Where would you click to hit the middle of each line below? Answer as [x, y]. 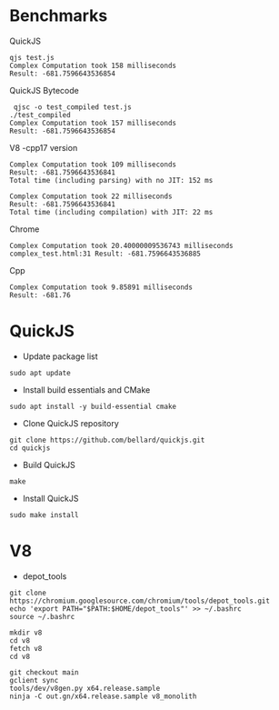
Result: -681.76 [40, 295]
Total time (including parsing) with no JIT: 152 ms [111, 180]
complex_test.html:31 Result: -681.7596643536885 [105, 254]
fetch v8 [26, 648]
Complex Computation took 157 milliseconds [93, 123]
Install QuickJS [50, 498]
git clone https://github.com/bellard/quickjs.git [107, 440]
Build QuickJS [49, 465]
